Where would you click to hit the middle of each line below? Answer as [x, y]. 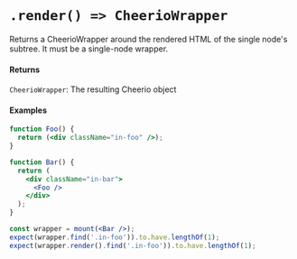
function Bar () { [42, 162]
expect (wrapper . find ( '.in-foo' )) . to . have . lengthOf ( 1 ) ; [115, 237]
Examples [28, 110]
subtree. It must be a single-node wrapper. [89, 49]
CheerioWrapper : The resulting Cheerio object [93, 89]
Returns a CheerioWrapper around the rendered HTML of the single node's [148, 39]
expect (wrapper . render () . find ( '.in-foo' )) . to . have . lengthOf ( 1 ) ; [133, 245]
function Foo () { [42, 129]
